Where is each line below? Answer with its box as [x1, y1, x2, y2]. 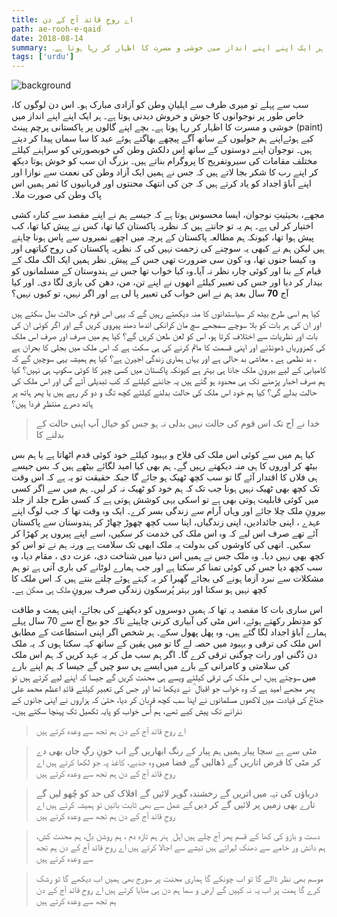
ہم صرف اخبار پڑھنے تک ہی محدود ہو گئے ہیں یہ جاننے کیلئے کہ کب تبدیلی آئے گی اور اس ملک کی [11, 375, 326, 387]
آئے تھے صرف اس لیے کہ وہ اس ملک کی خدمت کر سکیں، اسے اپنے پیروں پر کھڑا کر [11, 527, 319, 540]
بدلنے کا [35, 429, 65, 441]
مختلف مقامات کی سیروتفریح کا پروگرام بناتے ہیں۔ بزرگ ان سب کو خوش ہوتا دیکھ [11, 155, 318, 167]
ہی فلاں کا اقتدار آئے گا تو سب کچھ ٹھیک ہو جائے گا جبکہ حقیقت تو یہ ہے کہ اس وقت [11, 471, 318, 483]
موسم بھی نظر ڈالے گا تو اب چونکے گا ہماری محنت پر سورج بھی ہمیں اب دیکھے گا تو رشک [35, 872, 324, 885]
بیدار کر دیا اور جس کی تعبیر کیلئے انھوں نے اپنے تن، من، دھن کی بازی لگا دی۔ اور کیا [11, 276, 323, 288]
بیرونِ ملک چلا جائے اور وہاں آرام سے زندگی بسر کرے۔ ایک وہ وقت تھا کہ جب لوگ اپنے [11, 505, 326, 517]
